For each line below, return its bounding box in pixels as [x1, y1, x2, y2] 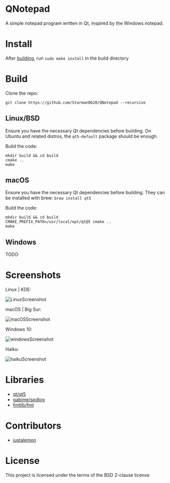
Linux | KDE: [5, 286, 31, 293]
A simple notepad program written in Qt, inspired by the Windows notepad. [5, 20, 164, 26]
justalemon [12, 437, 36, 443]
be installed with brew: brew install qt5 [5, 195, 91, 201]
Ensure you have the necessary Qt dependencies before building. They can [5, 190, 165, 196]
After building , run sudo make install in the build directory [5, 55, 129, 61]
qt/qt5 [12, 391, 26, 397]
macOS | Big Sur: [5, 306, 42, 312]
